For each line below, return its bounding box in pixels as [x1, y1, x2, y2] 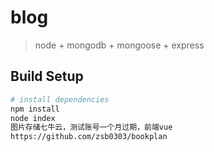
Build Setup [10, 68, 84, 85]
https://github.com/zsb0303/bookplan [10, 132, 168, 142]
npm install [10, 104, 60, 114]
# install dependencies [10, 94, 110, 105]
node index [10, 113, 56, 123]
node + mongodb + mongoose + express [34, 39, 205, 51]
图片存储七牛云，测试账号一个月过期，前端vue [10, 122, 173, 133]
